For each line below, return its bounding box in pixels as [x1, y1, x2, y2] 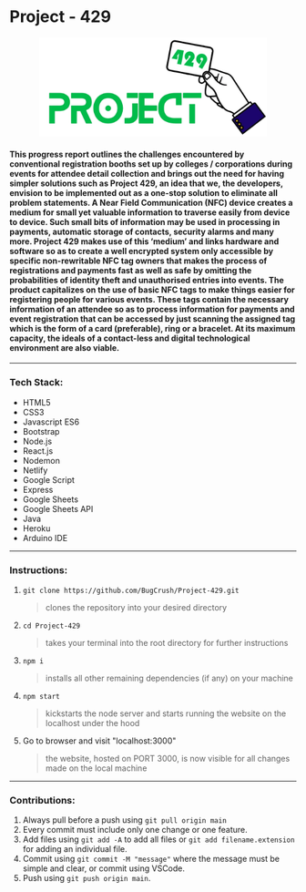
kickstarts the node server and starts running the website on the [45, 708, 287, 719]
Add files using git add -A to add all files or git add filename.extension [22, 834, 295, 845]
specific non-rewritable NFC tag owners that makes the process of [9, 255, 268, 266]
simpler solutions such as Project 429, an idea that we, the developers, [9, 178, 284, 189]
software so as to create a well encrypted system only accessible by [9, 245, 274, 256]
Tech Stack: [9, 376, 64, 389]
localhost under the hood [45, 717, 140, 728]
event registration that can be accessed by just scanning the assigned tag [9, 313, 296, 324]
